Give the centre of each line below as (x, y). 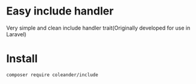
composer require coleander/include (52, 75)
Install (22, 59)
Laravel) (16, 34)
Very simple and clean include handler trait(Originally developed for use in (98, 28)
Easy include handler (60, 11)
